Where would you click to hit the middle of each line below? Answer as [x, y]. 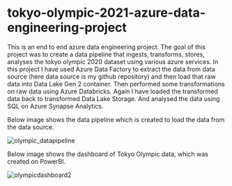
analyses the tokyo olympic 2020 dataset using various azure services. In [113, 61]
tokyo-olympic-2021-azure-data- [107, 13]
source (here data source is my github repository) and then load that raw [111, 76]
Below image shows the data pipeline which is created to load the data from [116, 119]
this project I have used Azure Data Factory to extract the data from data [111, 69]
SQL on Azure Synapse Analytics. [55, 106]
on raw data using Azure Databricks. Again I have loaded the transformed [113, 91]
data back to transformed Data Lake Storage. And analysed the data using [114, 98]
